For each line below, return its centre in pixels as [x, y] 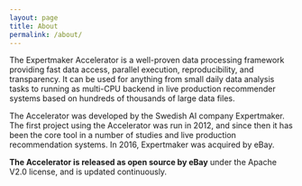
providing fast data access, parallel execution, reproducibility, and [132, 70]
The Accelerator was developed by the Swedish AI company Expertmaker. [147, 116]
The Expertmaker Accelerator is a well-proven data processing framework [147, 60]
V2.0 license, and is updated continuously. [88, 172]
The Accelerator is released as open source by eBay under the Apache [143, 163]
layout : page [34, 18]
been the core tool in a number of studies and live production [123, 135]
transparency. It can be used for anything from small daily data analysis [142, 79]
